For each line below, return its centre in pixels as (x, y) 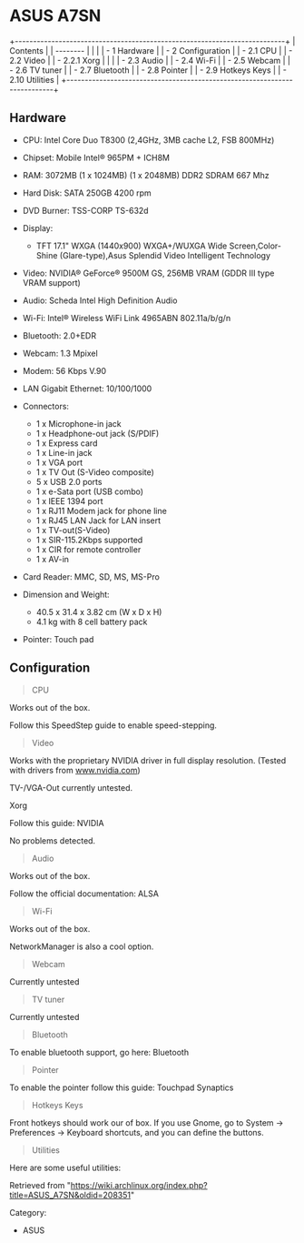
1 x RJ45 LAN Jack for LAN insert (98, 520)
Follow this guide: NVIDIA (57, 823)
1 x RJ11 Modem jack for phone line (102, 510)
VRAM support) (52, 282)
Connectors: (46, 406)
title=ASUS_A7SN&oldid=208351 (70, 1195)
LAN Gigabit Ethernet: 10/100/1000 (87, 389)
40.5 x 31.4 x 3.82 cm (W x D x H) (99, 611)
